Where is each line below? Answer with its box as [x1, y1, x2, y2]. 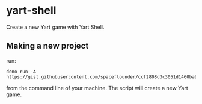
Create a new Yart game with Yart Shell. [6, 23, 105, 31]
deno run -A [6, 69, 36, 75]
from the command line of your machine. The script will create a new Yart [6, 84, 188, 91]
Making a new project [6, 41, 89, 51]
